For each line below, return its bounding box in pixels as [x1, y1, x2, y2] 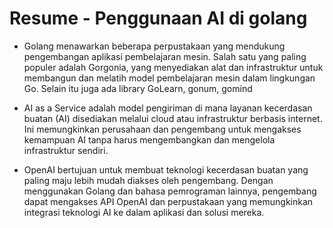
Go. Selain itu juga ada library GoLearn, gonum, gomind [23, 82, 253, 94]
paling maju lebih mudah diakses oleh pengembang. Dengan [23, 174, 274, 186]
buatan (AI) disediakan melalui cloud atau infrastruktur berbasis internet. [23, 112, 323, 124]
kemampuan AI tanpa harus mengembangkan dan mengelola [23, 133, 276, 146]
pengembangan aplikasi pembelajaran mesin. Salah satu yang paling [23, 50, 307, 62]
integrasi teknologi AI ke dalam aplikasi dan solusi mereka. [23, 206, 265, 218]
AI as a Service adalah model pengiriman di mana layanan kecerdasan [23, 102, 313, 114]
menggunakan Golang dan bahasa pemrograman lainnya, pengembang [23, 185, 317, 197]
